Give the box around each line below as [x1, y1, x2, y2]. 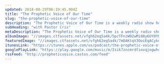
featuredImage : [5, 38, 36, 43]
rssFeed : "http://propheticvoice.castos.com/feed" [5, 51, 110, 57]
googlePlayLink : [5, 47, 38, 52]
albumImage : [5, 34, 29, 39]
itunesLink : [5, 43, 29, 48]
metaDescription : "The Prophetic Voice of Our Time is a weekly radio [5, 29, 152, 34]
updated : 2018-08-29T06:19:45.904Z [5, 7, 78, 12]
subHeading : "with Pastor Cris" [5, 25, 71, 30]
